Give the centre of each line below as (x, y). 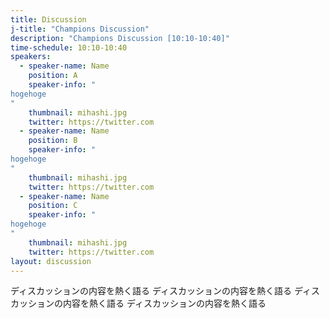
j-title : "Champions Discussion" (80, 29)
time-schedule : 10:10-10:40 (69, 47)
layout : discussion (51, 261)
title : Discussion (48, 19)
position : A (53, 76)
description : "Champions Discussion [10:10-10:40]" (120, 38)
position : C (53, 206)
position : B (53, 141)
